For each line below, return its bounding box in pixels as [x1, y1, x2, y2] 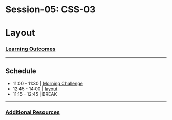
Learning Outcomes [5, 45, 56, 52]
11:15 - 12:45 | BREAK [12, 91, 57, 97]
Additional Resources [5, 109, 60, 116]
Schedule [5, 67, 37, 75]
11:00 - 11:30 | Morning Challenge [12, 81, 83, 87]
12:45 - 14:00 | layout [12, 86, 58, 92]
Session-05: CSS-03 [5, 4, 96, 15]
